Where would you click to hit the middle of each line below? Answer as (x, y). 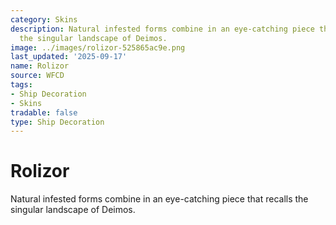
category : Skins (44, 19)
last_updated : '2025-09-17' (69, 57)
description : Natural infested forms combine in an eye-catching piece (162, 29)
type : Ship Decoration (57, 122)
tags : (21, 85)
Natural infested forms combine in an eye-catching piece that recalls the (159, 199)
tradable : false (44, 112)
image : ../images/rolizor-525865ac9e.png (98, 47)
